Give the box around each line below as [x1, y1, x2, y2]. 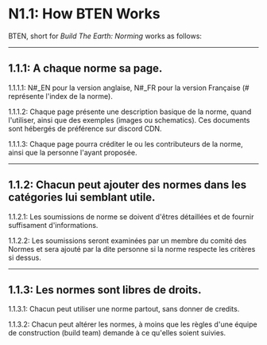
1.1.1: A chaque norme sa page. [8, 61, 163, 76]
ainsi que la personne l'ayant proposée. [8, 147, 137, 157]
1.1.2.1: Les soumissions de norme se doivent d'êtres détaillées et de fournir [8, 212, 254, 222]
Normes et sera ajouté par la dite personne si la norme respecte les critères [8, 244, 256, 253]
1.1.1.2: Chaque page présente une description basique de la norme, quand [8, 107, 252, 116]
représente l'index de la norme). [8, 91, 114, 100]
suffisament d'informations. [8, 220, 99, 229]
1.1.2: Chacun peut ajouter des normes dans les [8, 178, 247, 192]
